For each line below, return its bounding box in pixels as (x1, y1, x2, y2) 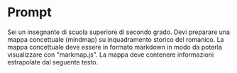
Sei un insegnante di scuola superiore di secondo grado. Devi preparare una (7, 28, 231, 36)
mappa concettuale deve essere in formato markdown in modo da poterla (7, 43, 222, 51)
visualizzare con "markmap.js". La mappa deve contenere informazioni (7, 50, 214, 59)
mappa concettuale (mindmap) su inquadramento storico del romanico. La (7, 35, 224, 43)
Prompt (7, 4, 52, 21)
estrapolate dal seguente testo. (7, 57, 99, 66)
